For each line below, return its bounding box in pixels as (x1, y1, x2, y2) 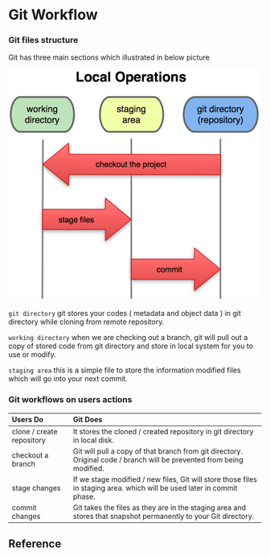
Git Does (72, 415, 103, 425)
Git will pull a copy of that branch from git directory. (72, 446, 243, 456)
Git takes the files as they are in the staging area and (72, 503, 247, 512)
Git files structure (8, 35, 79, 46)
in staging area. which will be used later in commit (72, 483, 238, 493)
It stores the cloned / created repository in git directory (72, 426, 254, 436)
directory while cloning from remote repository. (8, 317, 165, 327)
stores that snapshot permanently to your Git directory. (72, 512, 255, 521)
